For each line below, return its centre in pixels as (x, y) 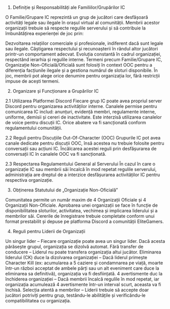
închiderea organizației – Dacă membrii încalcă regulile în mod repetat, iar (82, 279)
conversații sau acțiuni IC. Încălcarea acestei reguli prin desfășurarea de (81, 149)
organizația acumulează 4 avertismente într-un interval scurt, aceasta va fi (83, 284)
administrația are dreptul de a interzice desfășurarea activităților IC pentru (83, 175)
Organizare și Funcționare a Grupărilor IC (56, 91)
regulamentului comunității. (34, 128)
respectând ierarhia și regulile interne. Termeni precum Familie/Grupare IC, (84, 60)
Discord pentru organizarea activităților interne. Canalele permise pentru (81, 106)
